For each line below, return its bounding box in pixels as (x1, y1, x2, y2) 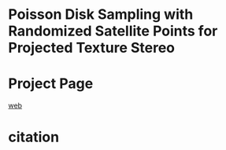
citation (8, 128, 60, 146)
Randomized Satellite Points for (8, 22, 218, 40)
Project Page (8, 75, 94, 93)
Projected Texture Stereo (8, 39, 176, 57)
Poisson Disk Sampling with (8, 5, 194, 24)
